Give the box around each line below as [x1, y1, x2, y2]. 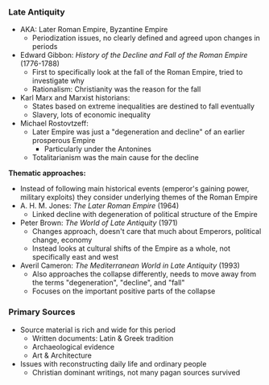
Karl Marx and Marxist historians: [19, 93, 130, 103]
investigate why [31, 76, 85, 86]
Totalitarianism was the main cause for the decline [31, 153, 200, 162]
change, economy [31, 236, 93, 245]
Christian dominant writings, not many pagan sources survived [31, 367, 241, 377]
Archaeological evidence [31, 342, 115, 351]
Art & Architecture [31, 350, 93, 360]
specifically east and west [31, 252, 119, 262]
